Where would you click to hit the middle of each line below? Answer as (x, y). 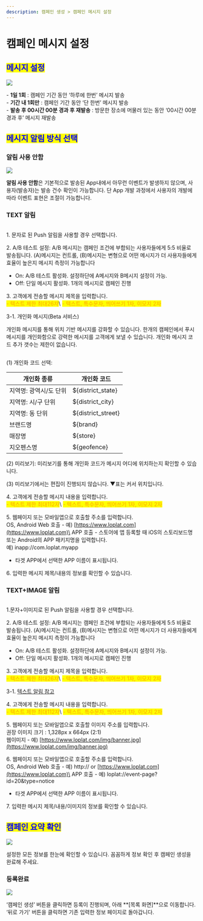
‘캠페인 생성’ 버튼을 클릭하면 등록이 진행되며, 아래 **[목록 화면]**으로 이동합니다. (101, 905)
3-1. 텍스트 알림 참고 (30, 691)
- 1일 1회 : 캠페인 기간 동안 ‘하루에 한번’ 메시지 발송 (66, 95)
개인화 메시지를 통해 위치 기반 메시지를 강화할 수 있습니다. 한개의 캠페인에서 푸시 (101, 329)
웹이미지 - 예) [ (24, 740)
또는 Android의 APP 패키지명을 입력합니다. (57, 539)
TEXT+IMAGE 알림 (33, 590)
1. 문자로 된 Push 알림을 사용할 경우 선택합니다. (62, 235)
